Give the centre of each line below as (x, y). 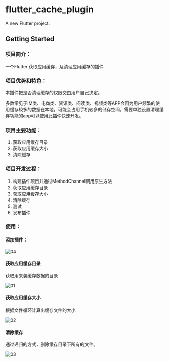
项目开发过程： (23, 169)
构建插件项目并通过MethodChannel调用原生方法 (62, 181)
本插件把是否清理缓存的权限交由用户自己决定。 (54, 92)
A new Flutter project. (28, 23)
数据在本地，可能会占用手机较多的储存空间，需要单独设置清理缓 (98, 109)
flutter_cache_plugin (50, 9)
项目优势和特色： (26, 81)
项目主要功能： (23, 130)
